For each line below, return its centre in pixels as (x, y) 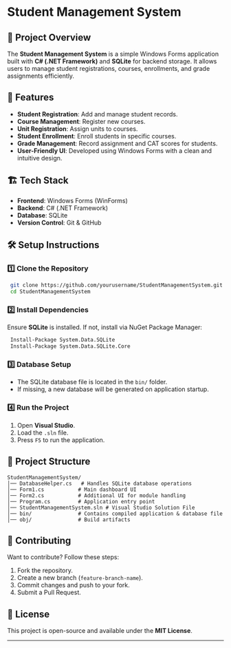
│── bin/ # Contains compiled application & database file (115, 514)
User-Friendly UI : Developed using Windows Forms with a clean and (114, 150)
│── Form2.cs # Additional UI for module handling (97, 495)
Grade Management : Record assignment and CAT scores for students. (117, 143)
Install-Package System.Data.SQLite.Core (70, 346)
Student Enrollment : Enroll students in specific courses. (97, 136)
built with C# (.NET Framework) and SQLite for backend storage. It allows (112, 61)
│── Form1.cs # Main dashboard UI (72, 490)
